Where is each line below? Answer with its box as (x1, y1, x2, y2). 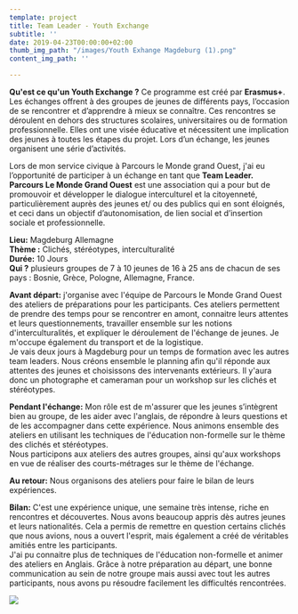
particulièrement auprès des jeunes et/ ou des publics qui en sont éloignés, (9, 198, 286, 209)
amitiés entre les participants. (9, 540, 118, 550)
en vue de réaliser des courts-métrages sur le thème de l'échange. (9, 458, 254, 468)
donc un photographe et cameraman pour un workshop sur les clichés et (9, 375, 278, 385)
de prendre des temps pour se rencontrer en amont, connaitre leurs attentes (9, 309, 289, 319)
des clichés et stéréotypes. (9, 440, 109, 449)
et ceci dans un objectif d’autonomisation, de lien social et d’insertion (9, 208, 263, 218)
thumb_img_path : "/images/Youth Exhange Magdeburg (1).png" (9, 46, 238, 55)
